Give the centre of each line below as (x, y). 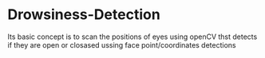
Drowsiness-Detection (84, 15)
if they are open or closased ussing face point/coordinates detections (122, 44)
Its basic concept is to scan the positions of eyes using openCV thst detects (132, 37)
